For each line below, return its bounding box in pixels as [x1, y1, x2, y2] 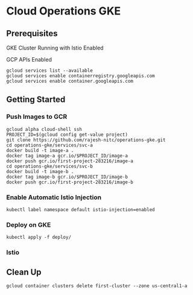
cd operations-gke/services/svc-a [6, 142, 93, 148]
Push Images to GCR [6, 113, 68, 121]
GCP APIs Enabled [6, 56, 52, 63]
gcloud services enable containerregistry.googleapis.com [6, 73, 155, 79]
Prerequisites [6, 28, 58, 39]
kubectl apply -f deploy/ [6, 234, 71, 241]
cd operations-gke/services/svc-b [6, 163, 93, 170]
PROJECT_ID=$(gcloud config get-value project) [6, 132, 128, 138]
